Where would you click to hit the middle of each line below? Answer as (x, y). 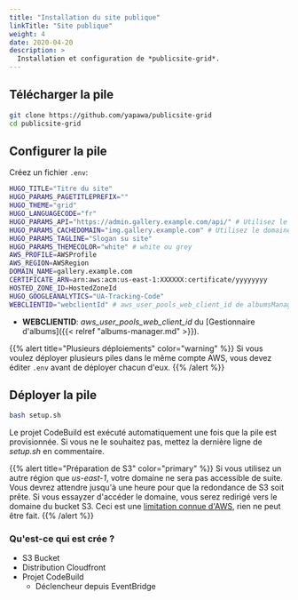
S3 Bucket (41, 558)
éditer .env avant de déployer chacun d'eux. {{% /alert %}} (117, 367)
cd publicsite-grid (45, 124)
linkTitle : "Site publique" (61, 26)
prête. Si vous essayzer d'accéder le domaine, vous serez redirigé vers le (143, 497)
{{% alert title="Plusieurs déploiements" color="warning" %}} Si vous (136, 348)
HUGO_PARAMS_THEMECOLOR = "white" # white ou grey (101, 247)
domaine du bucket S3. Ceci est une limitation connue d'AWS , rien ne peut (145, 507)
